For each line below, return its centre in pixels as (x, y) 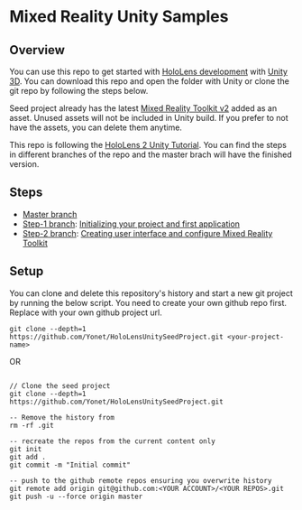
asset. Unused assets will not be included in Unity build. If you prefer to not (149, 118)
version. (24, 164)
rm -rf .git (32, 425)
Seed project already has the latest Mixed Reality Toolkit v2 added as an (143, 108)
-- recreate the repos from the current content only (113, 441)
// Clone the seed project (60, 385)
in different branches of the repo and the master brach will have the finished (151, 154)
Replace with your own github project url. (86, 312)
